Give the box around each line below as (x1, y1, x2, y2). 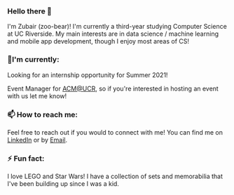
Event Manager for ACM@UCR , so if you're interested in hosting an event (7, 84, 219, 93)
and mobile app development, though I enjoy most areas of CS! (7, 37, 190, 46)
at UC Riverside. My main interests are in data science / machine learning (7, 29, 219, 38)
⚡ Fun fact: (7, 154, 45, 163)
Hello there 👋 (7, 6, 53, 16)
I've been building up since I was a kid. (7, 180, 119, 188)
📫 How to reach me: (7, 109, 78, 119)
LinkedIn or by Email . (7, 135, 68, 144)
